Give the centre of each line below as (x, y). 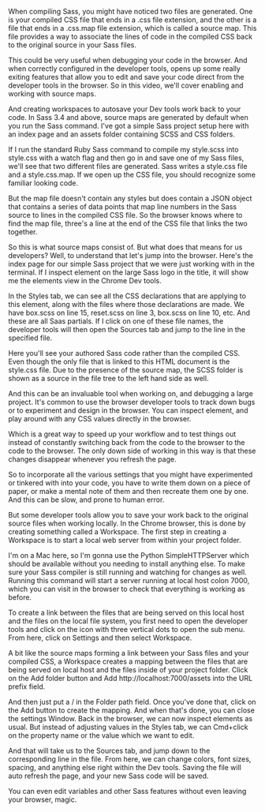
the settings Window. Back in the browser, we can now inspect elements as (131, 718)
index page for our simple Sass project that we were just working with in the (131, 264)
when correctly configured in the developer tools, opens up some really (124, 69)
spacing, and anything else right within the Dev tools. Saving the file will (125, 767)
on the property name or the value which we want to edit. (101, 735)
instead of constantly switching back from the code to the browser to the (127, 442)
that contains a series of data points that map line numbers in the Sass (123, 207)
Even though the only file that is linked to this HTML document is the (119, 361)
